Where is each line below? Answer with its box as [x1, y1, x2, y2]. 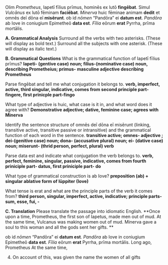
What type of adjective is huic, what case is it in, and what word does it [5, 101, 152, 107]
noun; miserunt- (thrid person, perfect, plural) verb [5, 143, 114, 149]
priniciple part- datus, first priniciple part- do [5, 163, 101, 169]
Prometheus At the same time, [5, 244, 68, 250]
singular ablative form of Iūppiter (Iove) [5, 178, 89, 184]
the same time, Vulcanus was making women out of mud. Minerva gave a [5, 219, 157, 224]
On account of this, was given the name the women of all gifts [12, 254, 140, 260]
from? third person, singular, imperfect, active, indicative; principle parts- [5, 193, 162, 199]
